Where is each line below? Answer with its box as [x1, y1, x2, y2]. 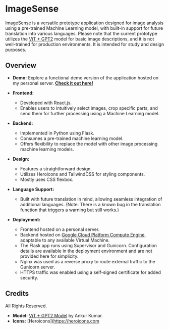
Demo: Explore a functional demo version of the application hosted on [12, 74, 159, 81]
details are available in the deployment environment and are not [20, 248, 152, 254]
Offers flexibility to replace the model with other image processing [20, 140, 158, 147]
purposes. [5, 46, 27, 53]
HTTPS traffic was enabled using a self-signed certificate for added [20, 269, 161, 275]
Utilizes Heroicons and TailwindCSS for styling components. [20, 171, 145, 177]
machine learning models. [20, 146, 74, 152]
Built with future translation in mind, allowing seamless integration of [20, 196, 162, 202]
